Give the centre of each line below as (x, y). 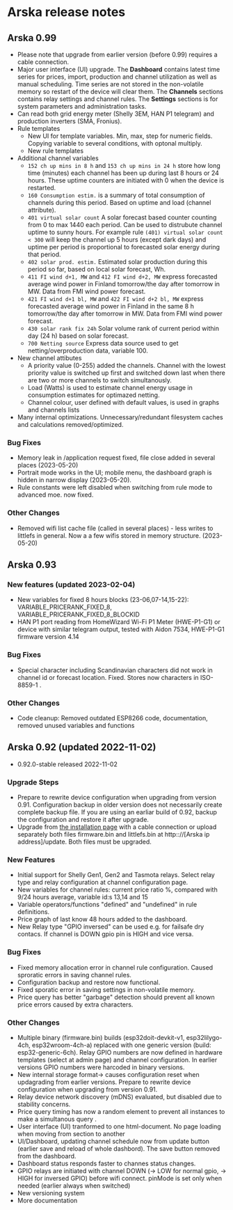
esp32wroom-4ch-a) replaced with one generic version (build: (122, 1045)
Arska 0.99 (32, 38)
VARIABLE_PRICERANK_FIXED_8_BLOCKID (79, 614)
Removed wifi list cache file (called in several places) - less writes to (115, 528)
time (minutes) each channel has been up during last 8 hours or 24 (123, 173)
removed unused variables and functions (76, 725)
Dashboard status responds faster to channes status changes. (106, 1163)
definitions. (33, 912)
